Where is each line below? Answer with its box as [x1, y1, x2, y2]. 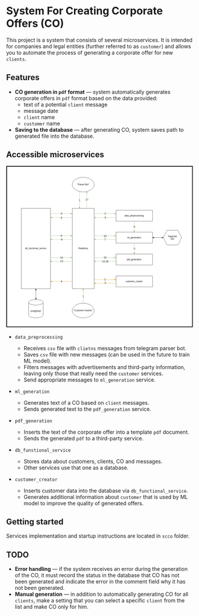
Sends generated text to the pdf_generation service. [23, 405, 152, 412]
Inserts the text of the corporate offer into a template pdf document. [23, 428, 190, 436]
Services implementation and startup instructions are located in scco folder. [6, 532, 190, 539]
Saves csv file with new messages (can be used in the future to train [23, 351, 190, 358]
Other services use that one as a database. [23, 464, 129, 471]
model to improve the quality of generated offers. [23, 500, 144, 507]
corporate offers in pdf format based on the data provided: [14, 94, 158, 101]
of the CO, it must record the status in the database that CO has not [14, 571, 179, 579]
